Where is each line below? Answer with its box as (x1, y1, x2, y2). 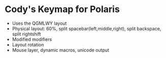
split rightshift (12, 31, 41, 37)
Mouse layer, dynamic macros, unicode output (12, 47, 110, 53)
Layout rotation (12, 41, 44, 47)
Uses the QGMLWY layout (12, 20, 67, 26)
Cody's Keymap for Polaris (5, 4, 120, 15)
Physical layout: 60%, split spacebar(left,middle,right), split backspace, (12, 25, 161, 31)
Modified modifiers (12, 36, 52, 42)
